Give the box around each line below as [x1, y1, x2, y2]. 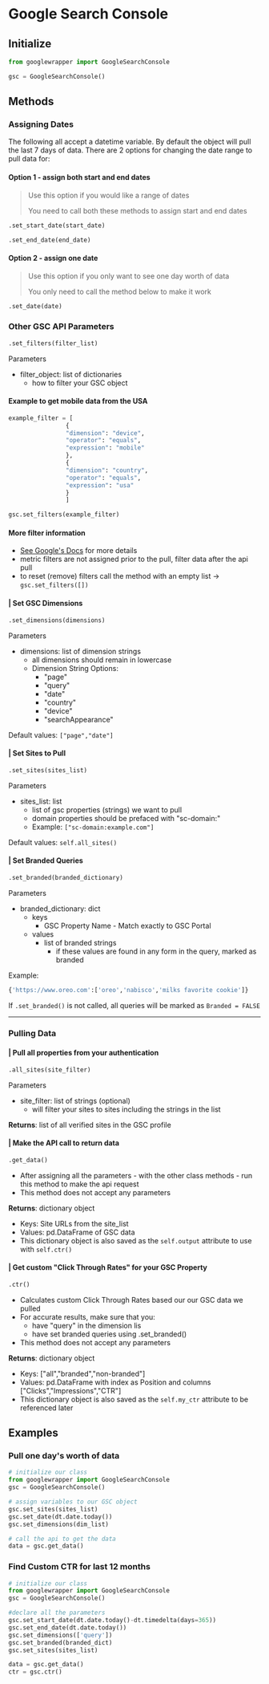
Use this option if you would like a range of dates [27, 190, 190, 200]
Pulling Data [8, 1028, 57, 1039]
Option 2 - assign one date [8, 253, 98, 262]
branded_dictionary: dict [19, 904, 101, 913]
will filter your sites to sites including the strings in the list [31, 1104, 222, 1114]
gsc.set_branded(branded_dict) [8, 1638, 113, 1646]
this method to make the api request [19, 1179, 139, 1189]
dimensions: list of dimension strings [19, 646, 142, 656]
